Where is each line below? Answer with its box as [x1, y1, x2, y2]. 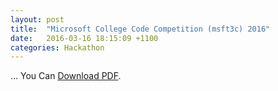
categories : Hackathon [10, 42, 105, 53]
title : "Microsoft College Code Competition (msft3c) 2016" [10, 24, 271, 34]
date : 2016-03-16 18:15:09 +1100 [10, 33, 159, 43]
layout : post [10, 14, 65, 25]
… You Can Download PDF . [10, 70, 122, 82]
